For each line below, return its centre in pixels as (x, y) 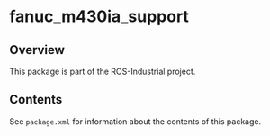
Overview (37, 50)
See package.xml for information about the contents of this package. (135, 121)
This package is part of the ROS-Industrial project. (103, 71)
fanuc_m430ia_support (99, 17)
